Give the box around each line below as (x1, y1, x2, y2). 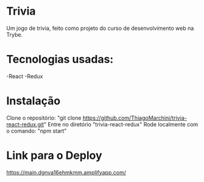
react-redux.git (6, 120, 44, 128)
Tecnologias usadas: (6, 53, 114, 67)
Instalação (6, 94, 61, 108)
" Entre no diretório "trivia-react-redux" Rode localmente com (43, 120, 199, 128)
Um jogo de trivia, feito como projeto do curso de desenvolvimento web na (6, 24, 194, 32)
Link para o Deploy (6, 148, 102, 162)
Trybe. (6, 31, 23, 38)
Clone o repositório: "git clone (6, 114, 82, 122)
